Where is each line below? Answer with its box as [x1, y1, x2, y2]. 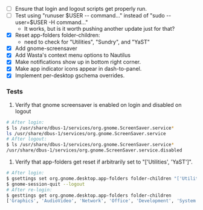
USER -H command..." [33, 19, 88, 26]
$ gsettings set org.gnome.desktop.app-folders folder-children [6, 175, 172, 182]
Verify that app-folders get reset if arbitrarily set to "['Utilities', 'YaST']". [14, 158, 193, 165]
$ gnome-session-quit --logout [6, 181, 85, 187]
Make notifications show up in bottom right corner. [14, 59, 141, 66]
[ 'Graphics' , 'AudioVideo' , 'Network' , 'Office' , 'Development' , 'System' [6, 198, 199, 204]
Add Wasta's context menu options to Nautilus [14, 51, 131, 59]
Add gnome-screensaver [14, 45, 77, 52]
